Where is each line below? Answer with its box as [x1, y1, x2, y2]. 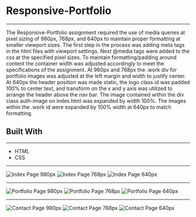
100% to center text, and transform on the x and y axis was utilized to [6, 85, 173, 92]
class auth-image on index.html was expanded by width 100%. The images [6, 97, 187, 104]
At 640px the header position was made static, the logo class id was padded [6, 78, 190, 85]
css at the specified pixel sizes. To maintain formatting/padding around [6, 54, 177, 61]
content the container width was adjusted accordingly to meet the [6, 60, 164, 67]
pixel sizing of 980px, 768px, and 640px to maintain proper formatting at [6, 35, 181, 42]
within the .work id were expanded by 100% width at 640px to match [6, 104, 171, 111]
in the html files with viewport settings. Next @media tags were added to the [6, 47, 190, 54]
